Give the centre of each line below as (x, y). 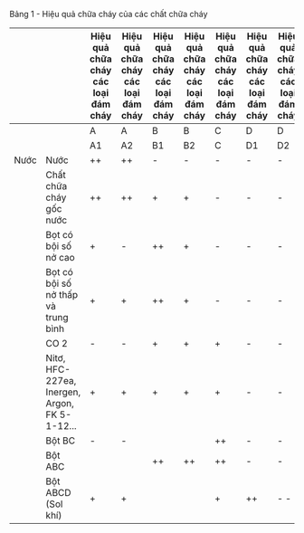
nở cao (60, 257)
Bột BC (60, 441)
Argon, (60, 403)
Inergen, (63, 392)
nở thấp (62, 295)
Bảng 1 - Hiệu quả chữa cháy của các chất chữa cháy (109, 14)
